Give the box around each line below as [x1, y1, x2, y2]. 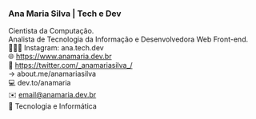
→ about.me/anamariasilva [8, 69, 97, 79]
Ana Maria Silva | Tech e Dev [8, 8, 122, 19]
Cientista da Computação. [8, 26, 94, 36]
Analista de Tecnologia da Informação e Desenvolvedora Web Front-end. [8, 34, 249, 44]
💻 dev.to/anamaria [8, 78, 71, 88]
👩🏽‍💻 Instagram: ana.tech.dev [8, 43, 104, 53]
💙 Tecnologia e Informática [8, 101, 98, 111]
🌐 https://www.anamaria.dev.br [8, 52, 112, 61]
